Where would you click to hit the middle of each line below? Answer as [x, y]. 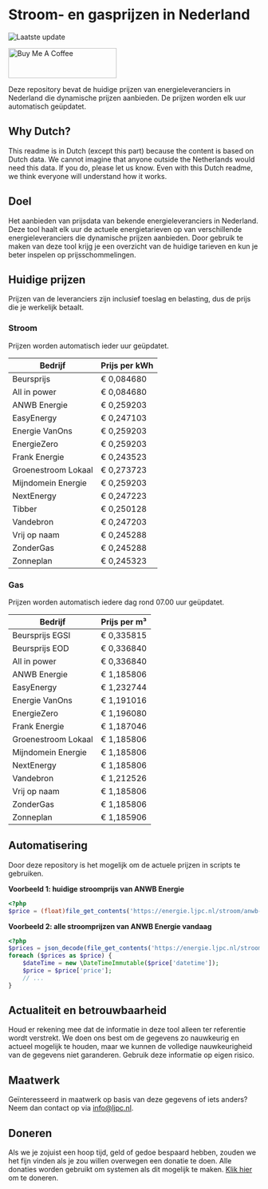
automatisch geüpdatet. [47, 106]
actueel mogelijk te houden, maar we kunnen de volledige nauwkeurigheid [130, 1047]
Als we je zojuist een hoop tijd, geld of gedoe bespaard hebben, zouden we [132, 1152]
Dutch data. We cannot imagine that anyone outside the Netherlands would [132, 159]
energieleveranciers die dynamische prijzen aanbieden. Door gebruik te [126, 237]
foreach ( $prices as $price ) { [60, 956]
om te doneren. [33, 1178]
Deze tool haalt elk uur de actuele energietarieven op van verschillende [125, 229]
